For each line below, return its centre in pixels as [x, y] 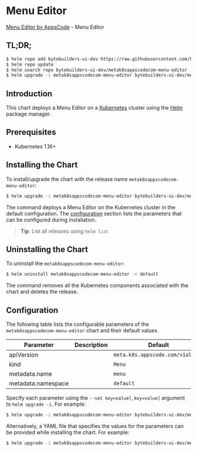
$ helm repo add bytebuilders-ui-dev [52, 59]
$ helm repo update [30, 64]
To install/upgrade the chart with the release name [67, 179]
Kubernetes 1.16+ [35, 146]
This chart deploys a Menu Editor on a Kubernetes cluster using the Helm [94, 108]
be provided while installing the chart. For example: [68, 432]
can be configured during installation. [51, 220]
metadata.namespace [39, 383]
